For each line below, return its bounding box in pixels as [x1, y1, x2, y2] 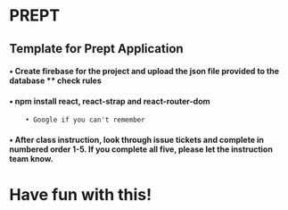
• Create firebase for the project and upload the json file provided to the [9, 66, 279, 77]
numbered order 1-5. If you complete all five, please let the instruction [9, 144, 274, 155]
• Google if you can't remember [25, 115, 145, 125]
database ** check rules [9, 75, 103, 86]
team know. [9, 153, 53, 164]
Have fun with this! [9, 185, 152, 206]
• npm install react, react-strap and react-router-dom [9, 96, 210, 106]
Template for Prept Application [9, 41, 185, 56]
